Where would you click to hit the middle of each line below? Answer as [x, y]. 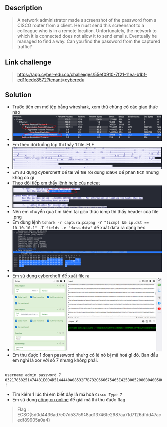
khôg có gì [23, 177]
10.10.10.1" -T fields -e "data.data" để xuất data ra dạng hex [79, 227]
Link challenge [28, 62]
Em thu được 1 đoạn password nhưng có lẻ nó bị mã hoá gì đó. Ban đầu [85, 355]
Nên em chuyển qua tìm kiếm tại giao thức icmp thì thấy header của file [85, 211]
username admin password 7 [33, 375]
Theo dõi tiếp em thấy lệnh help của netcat [56, 183]
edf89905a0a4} [34, 420]
